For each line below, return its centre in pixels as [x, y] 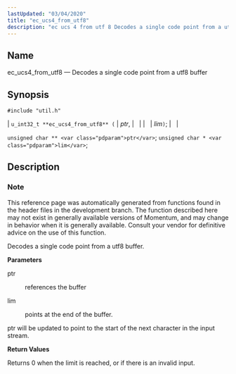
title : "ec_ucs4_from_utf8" [48, 20]
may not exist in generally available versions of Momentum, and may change [118, 217]
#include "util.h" [34, 111]
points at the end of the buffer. [69, 314]
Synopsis [28, 95]
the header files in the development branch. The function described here [112, 210]
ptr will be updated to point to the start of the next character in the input [111, 328]
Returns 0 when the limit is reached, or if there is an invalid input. [101, 363]
